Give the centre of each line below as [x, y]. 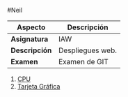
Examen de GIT [84, 62]
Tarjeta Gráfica [39, 86]
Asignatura [30, 39]
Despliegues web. [88, 50]
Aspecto [31, 27]
